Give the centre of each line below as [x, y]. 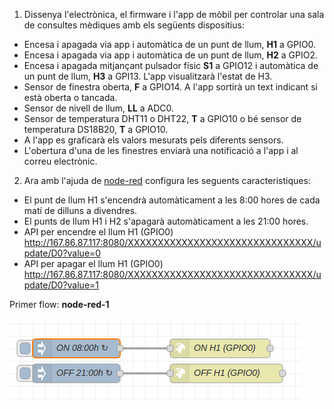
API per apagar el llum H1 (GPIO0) [93, 263]
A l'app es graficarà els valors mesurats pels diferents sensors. [153, 140]
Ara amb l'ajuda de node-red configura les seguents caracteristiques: [167, 180]
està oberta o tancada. [70, 97]
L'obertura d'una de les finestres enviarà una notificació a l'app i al [161, 150]
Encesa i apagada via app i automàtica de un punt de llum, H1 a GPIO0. [170, 44]
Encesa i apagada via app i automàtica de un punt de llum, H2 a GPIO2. [170, 55]
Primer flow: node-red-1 [59, 304]
